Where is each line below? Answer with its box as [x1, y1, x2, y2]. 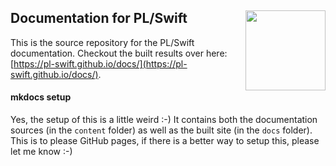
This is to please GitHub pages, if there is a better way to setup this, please [10, 135, 320, 147]
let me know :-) [10, 146, 73, 158]
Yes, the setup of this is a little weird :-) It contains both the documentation [10, 114, 318, 126]
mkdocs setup [10, 91, 72, 103]
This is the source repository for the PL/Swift [10, 36, 195, 48]
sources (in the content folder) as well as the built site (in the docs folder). [10, 124, 313, 136]
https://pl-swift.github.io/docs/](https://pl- [13, 57, 188, 70]
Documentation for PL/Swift [10, 10, 188, 27]
